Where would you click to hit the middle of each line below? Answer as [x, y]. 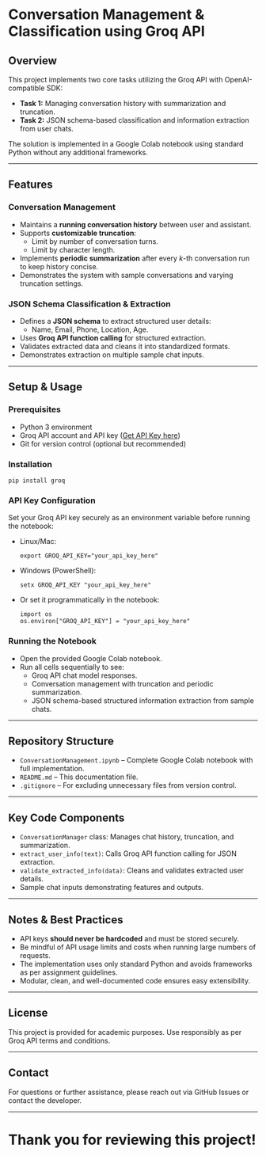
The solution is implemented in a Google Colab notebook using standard [126, 144]
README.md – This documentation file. [79, 777]
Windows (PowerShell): [58, 571]
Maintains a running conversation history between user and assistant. [135, 224]
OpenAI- [238, 80]
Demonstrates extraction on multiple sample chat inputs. [112, 355]
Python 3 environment [56, 427]
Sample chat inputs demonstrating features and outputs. [112, 888]
